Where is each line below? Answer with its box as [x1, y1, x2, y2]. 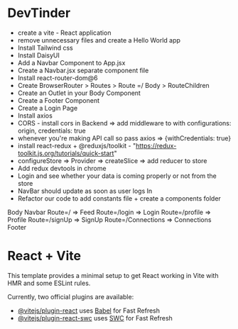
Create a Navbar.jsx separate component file [17, 66, 149, 74]
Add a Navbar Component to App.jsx [17, 58, 126, 67]
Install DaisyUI [17, 51, 60, 60]
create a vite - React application [17, 28, 112, 37]
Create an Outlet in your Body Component [17, 89, 141, 97]
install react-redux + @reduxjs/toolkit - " [17, 141, 136, 150]
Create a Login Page [17, 104, 78, 112]
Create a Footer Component [17, 96, 100, 104]
